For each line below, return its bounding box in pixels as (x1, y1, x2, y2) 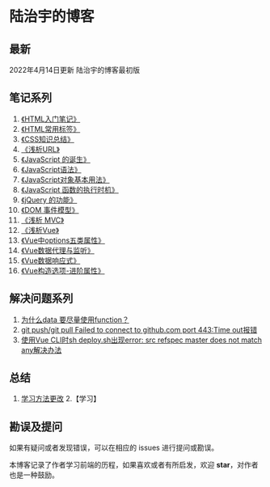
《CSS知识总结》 (20, 134, 75, 144)
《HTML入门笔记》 (20, 114, 81, 124)
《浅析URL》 (20, 144, 60, 154)
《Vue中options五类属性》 (20, 235, 106, 245)
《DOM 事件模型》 (20, 205, 79, 214)
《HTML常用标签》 (20, 124, 81, 133)
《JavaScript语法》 (20, 164, 82, 174)
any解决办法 (20, 345, 62, 354)
